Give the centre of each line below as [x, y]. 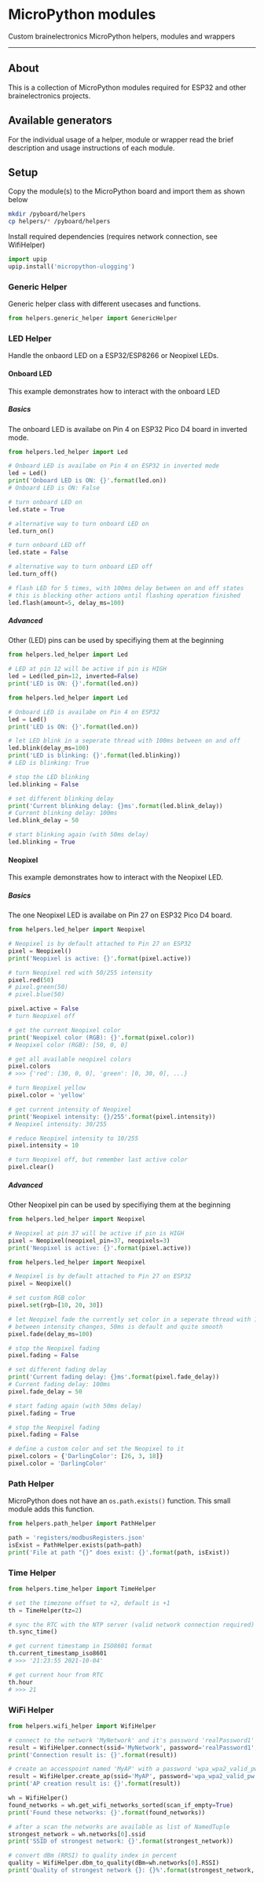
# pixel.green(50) [38, 987]
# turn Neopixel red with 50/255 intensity [81, 972]
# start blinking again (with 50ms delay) [79, 835]
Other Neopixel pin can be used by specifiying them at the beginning [119, 1205]
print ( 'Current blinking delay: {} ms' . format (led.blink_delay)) [115, 806]
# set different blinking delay [61, 799]
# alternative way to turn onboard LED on [79, 524]
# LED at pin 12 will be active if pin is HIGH [88, 669]
